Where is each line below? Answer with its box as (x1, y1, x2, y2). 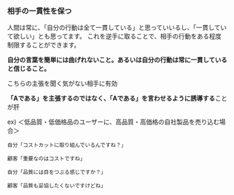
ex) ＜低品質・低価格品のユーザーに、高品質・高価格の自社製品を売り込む (7, 117, 220, 127)
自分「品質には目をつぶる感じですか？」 (7, 169, 106, 176)
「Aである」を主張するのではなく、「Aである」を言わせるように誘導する (7, 94, 215, 103)
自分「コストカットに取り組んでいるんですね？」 (7, 142, 127, 149)
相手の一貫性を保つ (7, 6, 72, 15)
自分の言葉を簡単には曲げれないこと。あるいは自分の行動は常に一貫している (7, 56, 228, 64)
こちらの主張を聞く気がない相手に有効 (7, 79, 117, 88)
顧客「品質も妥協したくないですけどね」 (7, 182, 106, 189)
